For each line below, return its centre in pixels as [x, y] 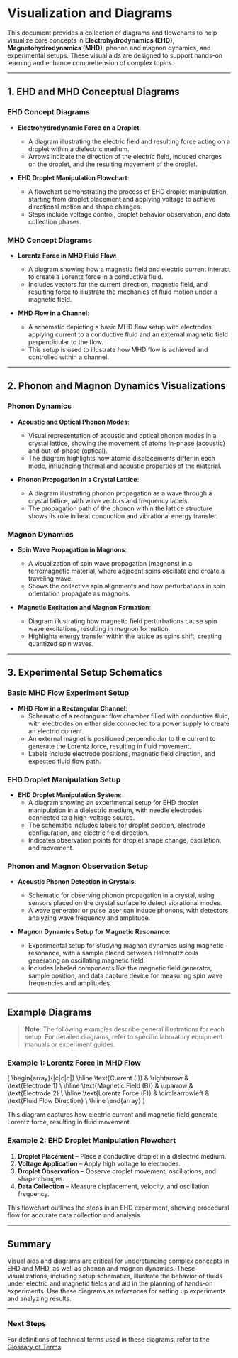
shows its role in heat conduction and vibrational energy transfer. [123, 515]
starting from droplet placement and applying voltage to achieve [122, 199]
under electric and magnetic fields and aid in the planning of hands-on [110, 1283]
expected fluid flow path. [64, 761]
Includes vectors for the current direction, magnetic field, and [118, 284]
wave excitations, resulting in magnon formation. [99, 628]
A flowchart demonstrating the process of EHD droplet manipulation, [128, 191]
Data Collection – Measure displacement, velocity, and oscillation [113, 1186]
